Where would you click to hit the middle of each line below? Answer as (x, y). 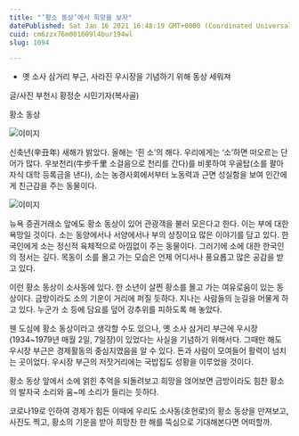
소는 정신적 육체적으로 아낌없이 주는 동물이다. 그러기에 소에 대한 (150, 246)
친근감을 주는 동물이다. (58, 186)
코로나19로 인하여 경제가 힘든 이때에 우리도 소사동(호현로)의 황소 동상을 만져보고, (149, 411)
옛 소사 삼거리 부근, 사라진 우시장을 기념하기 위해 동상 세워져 (126, 77)
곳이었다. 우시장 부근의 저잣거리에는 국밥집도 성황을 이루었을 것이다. (136, 362)
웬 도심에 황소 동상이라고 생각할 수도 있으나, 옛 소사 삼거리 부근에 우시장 (133, 329)
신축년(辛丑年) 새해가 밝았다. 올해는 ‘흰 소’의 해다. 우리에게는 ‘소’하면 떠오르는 (144, 152)
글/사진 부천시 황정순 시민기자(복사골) (74, 95)
